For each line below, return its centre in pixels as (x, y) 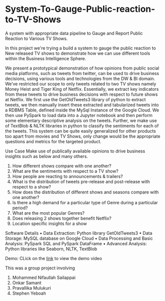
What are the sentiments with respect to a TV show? (65, 171)
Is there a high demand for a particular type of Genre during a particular (85, 202)
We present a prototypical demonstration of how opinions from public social (82, 68)
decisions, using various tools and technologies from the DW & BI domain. (80, 78)
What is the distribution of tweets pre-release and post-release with (81, 182)
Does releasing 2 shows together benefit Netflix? (62, 218)
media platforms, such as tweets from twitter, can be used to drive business (82, 73)
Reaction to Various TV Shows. (36, 38)
